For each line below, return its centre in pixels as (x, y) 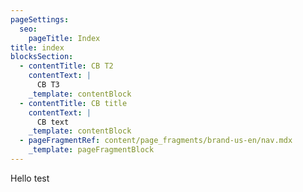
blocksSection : (42, 57)
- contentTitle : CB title (73, 103)
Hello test (30, 178)
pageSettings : (40, 19)
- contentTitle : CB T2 (66, 66)
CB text (53, 122)
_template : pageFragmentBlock (91, 150)
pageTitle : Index (64, 38)
